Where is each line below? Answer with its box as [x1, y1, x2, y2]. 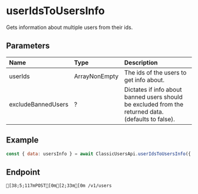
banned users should [124, 93, 183, 101]
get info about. [124, 76, 165, 84]
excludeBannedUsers [9, 100, 69, 108]
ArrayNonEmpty [74, 72, 119, 80]
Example [6, 135, 39, 145]
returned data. [124, 108, 164, 116]
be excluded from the [124, 100, 184, 108]
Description [124, 58, 158, 66]
